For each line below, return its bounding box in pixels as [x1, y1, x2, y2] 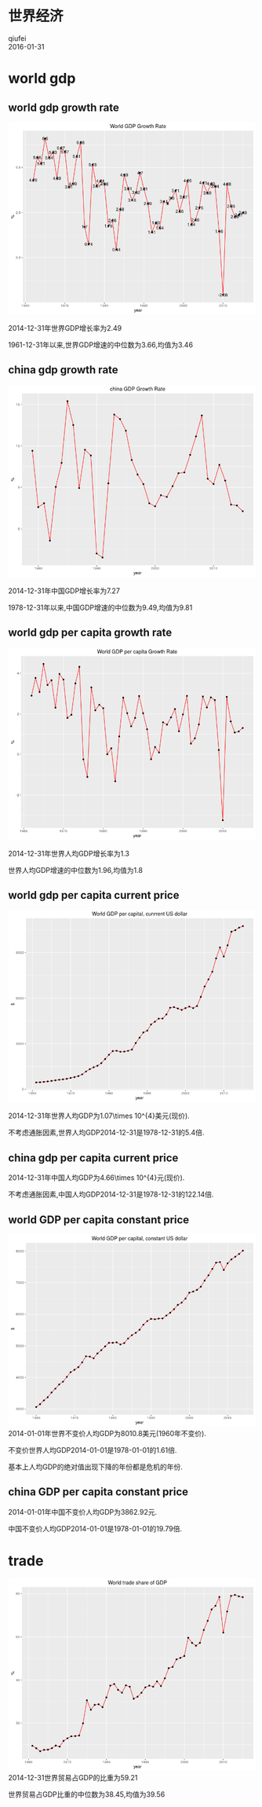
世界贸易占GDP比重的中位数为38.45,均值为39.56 [8, 1789, 166, 1799]
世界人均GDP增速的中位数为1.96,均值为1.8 [8, 865, 144, 874]
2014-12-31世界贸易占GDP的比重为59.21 [8, 1772, 138, 1782]
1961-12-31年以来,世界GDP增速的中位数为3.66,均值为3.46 [8, 339, 194, 350]
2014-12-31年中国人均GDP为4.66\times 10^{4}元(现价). [8, 1173, 185, 1182]
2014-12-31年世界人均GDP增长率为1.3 [8, 849, 129, 858]
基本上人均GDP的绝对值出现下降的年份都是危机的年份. [8, 1462, 183, 1472]
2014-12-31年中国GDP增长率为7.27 [8, 586, 120, 596]
